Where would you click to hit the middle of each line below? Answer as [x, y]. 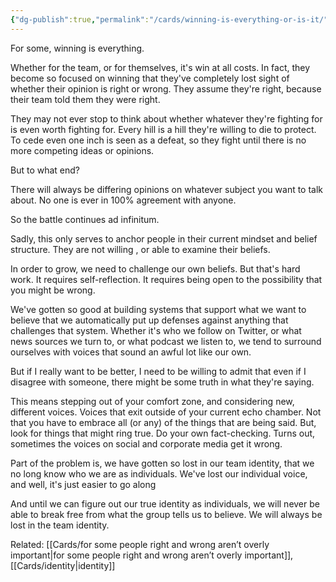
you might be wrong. [53, 290]
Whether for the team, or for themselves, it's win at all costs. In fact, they [160, 67]
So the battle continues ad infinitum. [85, 219]
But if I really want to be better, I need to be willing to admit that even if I [158, 371]
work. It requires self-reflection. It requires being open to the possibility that [166, 279]
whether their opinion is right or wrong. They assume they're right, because [166, 88]
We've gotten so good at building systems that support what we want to [158, 309]
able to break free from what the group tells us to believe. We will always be [166, 514]
